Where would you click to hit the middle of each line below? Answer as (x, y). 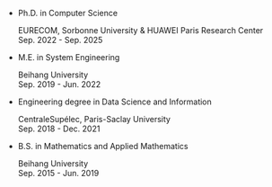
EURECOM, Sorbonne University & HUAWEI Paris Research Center (140, 30)
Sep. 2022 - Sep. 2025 (60, 40)
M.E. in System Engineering (69, 57)
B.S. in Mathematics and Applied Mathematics (103, 146)
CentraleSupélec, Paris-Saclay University (94, 119)
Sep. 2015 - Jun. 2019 (58, 173)
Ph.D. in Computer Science (68, 13)
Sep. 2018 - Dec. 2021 (59, 129)
